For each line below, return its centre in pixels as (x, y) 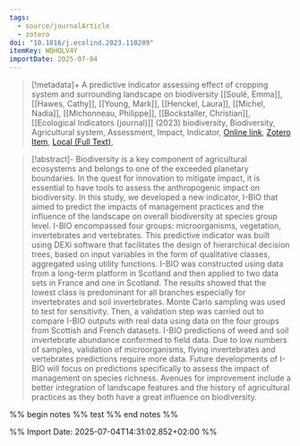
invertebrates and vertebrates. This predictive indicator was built (150, 235)
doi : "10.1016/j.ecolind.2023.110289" (81, 43)
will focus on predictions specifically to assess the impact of (159, 369)
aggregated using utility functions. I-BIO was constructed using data (157, 264)
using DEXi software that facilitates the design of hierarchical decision (160, 244)
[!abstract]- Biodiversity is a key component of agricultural (139, 159)
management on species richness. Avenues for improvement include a (161, 378)
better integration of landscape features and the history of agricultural (160, 387)
